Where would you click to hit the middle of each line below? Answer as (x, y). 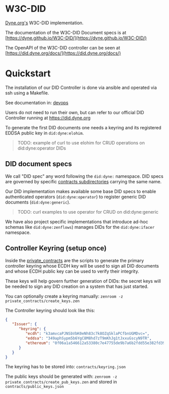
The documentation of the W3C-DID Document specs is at (66, 32)
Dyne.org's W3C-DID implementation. (45, 23)
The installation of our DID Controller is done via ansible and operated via (81, 87)
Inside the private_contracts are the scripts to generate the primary (75, 260)
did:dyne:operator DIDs (42, 148)
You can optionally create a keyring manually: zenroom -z (64, 296)
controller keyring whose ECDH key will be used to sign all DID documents (82, 266)
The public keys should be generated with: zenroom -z (61, 376)
